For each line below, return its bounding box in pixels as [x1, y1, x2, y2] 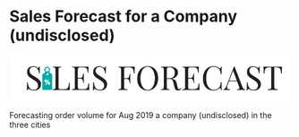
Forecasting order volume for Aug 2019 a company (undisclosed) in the [9, 109, 272, 120]
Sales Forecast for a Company [9, 6, 237, 27]
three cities [9, 119, 51, 130]
